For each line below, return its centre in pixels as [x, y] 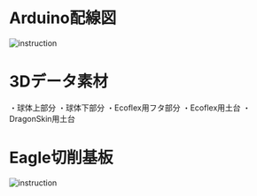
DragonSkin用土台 [42, 118]
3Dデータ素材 [59, 82]
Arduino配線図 [63, 18]
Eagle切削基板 [61, 158]
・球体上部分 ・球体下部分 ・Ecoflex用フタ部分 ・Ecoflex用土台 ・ [130, 108]
